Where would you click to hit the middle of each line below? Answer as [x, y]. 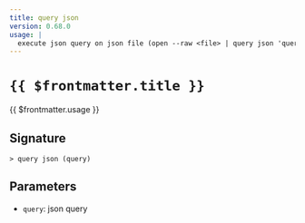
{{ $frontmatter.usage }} [54, 110]
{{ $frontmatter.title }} [107, 87]
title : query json [44, 18]
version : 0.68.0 [40, 26]
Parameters [43, 187]
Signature [38, 138]
